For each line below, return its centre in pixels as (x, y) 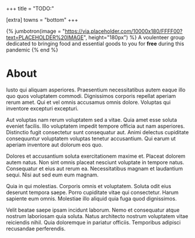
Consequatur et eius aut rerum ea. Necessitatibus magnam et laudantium (95, 168)
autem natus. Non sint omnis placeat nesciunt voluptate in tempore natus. (95, 162)
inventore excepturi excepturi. (42, 108)
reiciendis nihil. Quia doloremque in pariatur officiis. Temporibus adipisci (93, 222)
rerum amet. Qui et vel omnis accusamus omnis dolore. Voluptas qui (88, 102)
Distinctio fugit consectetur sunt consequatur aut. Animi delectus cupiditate (97, 132)
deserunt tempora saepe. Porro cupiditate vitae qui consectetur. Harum (93, 192)
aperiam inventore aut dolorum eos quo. (55, 144)
